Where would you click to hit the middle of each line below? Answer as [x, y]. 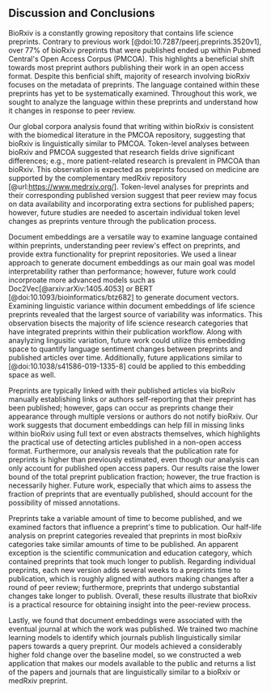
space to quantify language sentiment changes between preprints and [125, 349]
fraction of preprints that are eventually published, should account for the [131, 493]
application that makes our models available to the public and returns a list [132, 663]
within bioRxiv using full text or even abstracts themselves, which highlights [134, 433]
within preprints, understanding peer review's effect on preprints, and [124, 245]
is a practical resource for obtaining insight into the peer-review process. [130, 605]
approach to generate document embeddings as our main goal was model [132, 262]
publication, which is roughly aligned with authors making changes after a [131, 579]
